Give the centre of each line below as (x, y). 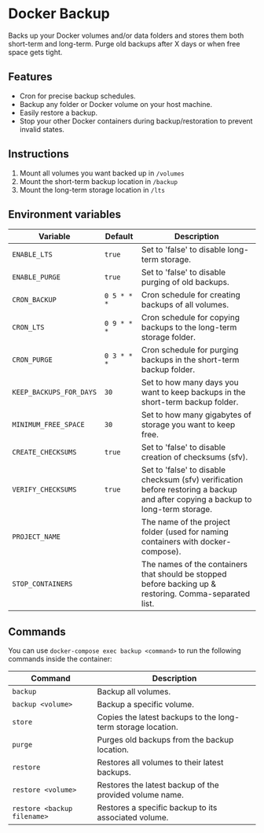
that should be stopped (184, 574)
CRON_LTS (28, 328)
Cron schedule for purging (190, 350)
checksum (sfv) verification (192, 480)
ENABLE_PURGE (37, 277)
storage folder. (169, 337)
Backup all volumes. (134, 691)
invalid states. (42, 129)
